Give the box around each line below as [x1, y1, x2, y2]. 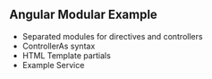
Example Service [21, 59, 85, 70]
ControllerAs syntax [21, 40, 96, 51]
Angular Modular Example [9, 7, 158, 22]
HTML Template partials [21, 49, 112, 61]
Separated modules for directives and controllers [21, 31, 203, 41]
